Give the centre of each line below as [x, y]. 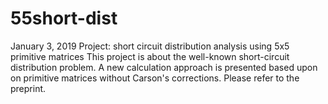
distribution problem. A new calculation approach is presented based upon [164, 67]
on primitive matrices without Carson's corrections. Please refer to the [155, 78]
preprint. [28, 88]
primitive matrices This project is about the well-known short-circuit [150, 56]
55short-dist [64, 18]
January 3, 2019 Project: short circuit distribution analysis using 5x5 [150, 46]
